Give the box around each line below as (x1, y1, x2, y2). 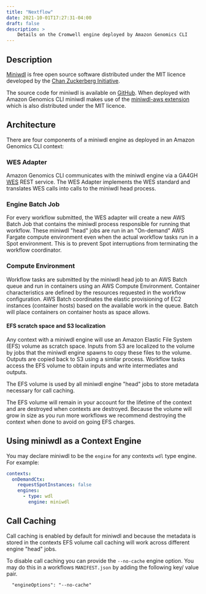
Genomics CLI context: (6, 142, 64, 150)
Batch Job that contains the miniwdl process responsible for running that (6, 220, 190, 228)
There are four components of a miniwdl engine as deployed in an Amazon (6, 136, 195, 143)
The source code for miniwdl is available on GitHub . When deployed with (6, 89, 190, 96)
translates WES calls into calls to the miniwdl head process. (6, 185, 156, 192)
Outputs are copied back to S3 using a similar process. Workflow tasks (6, 355, 185, 363)
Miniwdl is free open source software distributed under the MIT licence (6, 70, 186, 78)
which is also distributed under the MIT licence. (6, 102, 126, 109)
